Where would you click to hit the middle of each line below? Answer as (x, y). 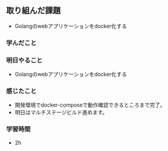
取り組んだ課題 (33, 11)
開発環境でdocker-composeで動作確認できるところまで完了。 (90, 105)
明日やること (25, 60)
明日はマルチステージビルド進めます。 (61, 113)
